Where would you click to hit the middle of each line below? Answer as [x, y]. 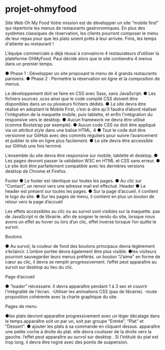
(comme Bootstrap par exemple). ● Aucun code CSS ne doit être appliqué [81, 125]
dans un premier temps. [29, 64]
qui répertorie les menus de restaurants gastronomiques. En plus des [75, 28]
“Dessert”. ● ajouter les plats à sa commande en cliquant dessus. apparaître [82, 326]
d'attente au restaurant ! [30, 43]
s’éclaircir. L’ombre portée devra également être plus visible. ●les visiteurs [81, 251]
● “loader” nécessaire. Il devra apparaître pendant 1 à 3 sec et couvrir [76, 286]
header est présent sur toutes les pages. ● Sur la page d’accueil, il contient [82, 191]
